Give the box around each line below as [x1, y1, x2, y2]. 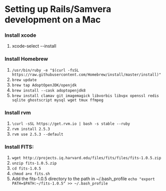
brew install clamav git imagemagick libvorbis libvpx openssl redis [11, 93, 160, 98]
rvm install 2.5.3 [11, 127, 50, 132]
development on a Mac [4, 14, 101, 25]
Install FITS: [4, 143, 34, 150]
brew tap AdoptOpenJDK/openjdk [11, 83, 77, 88]
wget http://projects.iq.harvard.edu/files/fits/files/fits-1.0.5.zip [11, 156, 162, 161]
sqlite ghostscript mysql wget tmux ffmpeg [11, 97, 104, 102]
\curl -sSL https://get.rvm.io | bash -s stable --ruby [11, 121, 130, 126]
